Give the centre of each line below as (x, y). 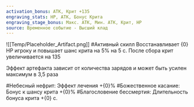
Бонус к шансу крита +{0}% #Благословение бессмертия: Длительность (97, 92)
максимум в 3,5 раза (32, 74)
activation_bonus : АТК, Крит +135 (48, 11)
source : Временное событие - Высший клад (57, 28)
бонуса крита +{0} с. (32, 98)
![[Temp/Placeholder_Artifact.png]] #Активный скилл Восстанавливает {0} (97, 44)
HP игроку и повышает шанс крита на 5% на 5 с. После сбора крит (90, 51)
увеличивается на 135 (33, 57)
